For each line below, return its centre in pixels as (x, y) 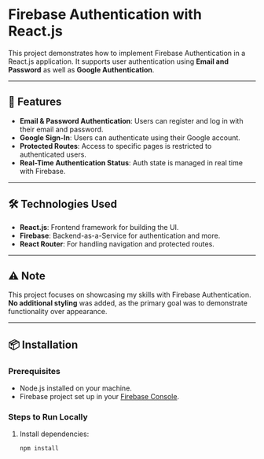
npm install (39, 449)
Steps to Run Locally (48, 416)
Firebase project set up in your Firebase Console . (99, 397)
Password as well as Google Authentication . (81, 69)
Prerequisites (34, 371)
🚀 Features (35, 102)
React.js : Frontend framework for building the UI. (99, 227)
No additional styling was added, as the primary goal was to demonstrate (128, 303)
